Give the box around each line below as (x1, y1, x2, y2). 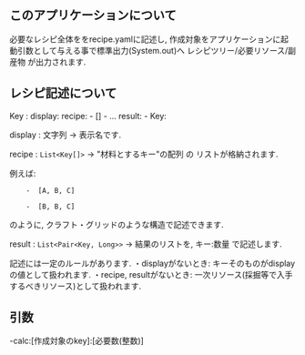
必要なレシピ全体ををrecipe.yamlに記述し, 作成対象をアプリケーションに (9, 34, 281, 45)
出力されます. (35, 56, 86, 67)
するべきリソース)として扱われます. (9, 280, 142, 291)
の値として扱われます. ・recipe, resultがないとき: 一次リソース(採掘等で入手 (9, 269, 293, 279)
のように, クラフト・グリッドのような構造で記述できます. (9, 218, 225, 229)
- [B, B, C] (25, 202, 76, 211)
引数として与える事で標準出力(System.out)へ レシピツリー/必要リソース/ (16, 45, 289, 56)
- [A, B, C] (25, 186, 76, 195)
